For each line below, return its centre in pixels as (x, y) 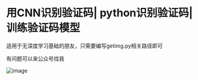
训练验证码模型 (43, 28)
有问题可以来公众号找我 (35, 58)
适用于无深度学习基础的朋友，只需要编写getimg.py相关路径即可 (85, 46)
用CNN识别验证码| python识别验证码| (100, 13)
